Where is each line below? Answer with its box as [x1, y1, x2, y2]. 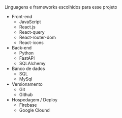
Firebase [19, 102, 37, 108]
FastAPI [19, 55, 35, 61]
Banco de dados [11, 66, 45, 71]
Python [19, 50, 34, 56]
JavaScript [19, 19, 41, 24]
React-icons [19, 40, 44, 46]
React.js [19, 24, 35, 30]
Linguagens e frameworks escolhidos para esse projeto [4, 4, 118, 10]
